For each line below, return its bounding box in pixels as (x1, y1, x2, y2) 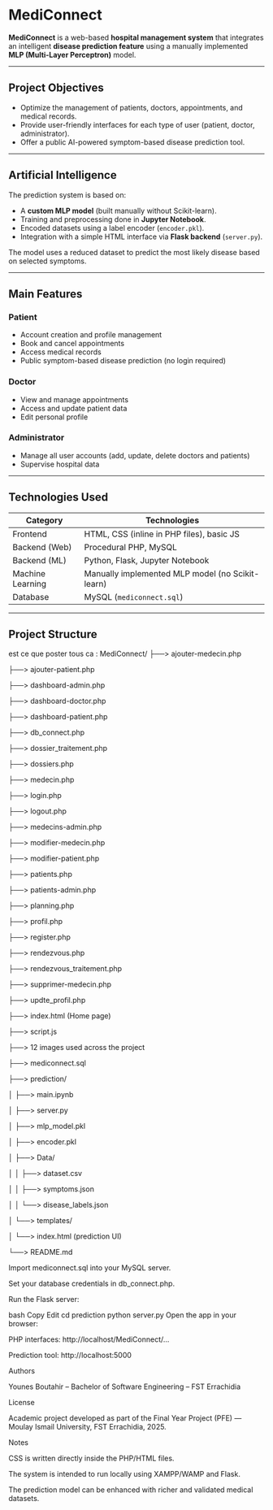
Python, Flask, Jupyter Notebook (84, 554, 210, 566)
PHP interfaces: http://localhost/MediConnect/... (8, 1334, 170, 1344)
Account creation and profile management (19, 330, 162, 340)
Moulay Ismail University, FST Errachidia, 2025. (8, 1422, 167, 1432)
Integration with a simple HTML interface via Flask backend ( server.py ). (19, 232, 263, 241)
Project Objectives (8, 81, 104, 95)
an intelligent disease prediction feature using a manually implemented (8, 41, 249, 50)
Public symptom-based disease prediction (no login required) (19, 356, 226, 366)
